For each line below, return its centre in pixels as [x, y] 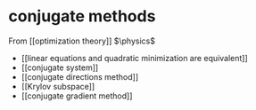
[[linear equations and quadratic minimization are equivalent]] [135, 58]
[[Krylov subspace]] [58, 86]
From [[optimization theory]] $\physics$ [82, 41]
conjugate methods [82, 16]
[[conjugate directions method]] [80, 76]
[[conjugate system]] [60, 67]
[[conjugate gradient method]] [77, 96]
